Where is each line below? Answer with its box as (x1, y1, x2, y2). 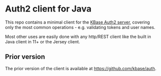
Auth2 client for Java (5, 3, 91, 14)
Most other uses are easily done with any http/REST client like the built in (5, 34, 151, 39)
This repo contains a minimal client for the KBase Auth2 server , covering (5, 19, 150, 25)
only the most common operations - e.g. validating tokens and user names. (5, 24, 156, 30)
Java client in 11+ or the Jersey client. (5, 38, 80, 44)
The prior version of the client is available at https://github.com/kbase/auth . (5, 65, 157, 71)
